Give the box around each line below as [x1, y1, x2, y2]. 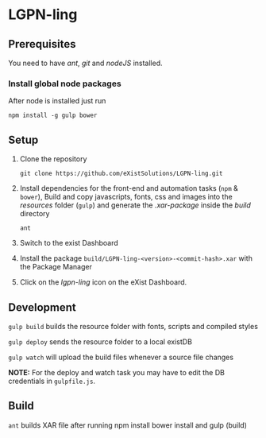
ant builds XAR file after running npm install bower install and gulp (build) [8, 420, 248, 430]
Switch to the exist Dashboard [19, 238, 119, 248]
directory [19, 209, 50, 219]
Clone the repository [19, 154, 87, 164]
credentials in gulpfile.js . [8, 376, 96, 386]
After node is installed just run [8, 96, 106, 106]
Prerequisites [8, 37, 76, 51]
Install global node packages [8, 78, 121, 89]
